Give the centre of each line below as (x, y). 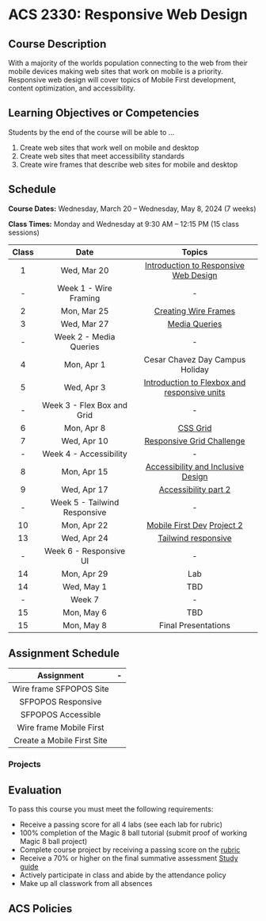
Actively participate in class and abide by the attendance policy (123, 875)
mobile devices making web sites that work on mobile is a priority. (116, 71)
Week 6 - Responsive (84, 551)
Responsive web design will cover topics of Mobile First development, (122, 80)
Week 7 (84, 599)
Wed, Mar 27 (85, 324)
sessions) (24, 232)
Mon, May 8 (84, 625)
